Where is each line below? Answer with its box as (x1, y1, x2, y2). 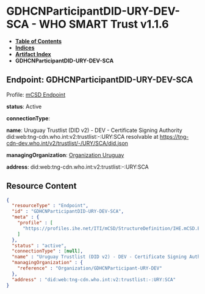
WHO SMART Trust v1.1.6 (38, 17, 169, 31)
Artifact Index (15, 50, 51, 57)
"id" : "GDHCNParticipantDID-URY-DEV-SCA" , (12, 208, 124, 215)
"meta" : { (12, 214, 40, 221)
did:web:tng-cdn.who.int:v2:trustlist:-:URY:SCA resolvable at (6, 133, 159, 140)
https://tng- (159, 133, 189, 140)
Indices (15, 44, 35, 51)
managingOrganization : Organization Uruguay (6, 151, 124, 158)
